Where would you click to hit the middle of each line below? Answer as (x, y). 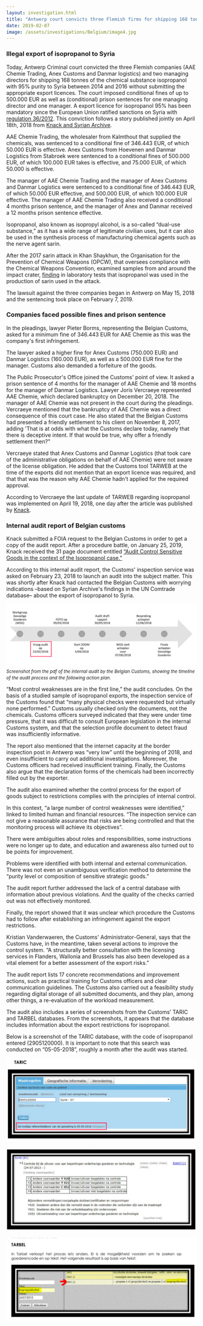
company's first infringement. (43, 341)
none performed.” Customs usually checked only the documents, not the (97, 708)
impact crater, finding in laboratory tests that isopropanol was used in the (97, 275)
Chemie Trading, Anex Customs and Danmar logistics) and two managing (98, 73)
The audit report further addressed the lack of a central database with (93, 888)
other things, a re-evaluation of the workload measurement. (81, 1000)
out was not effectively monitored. (49, 901)
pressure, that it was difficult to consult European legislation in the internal (99, 721)
